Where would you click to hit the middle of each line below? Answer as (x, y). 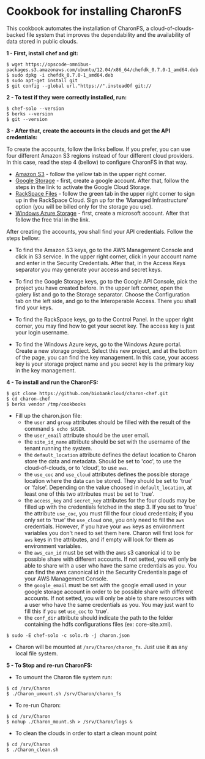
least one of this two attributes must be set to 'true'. (89, 494)
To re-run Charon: (38, 705)
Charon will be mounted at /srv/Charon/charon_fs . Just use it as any (101, 647)
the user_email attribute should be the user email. (87, 435)
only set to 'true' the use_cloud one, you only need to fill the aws (104, 520)
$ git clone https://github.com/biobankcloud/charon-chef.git (87, 393)
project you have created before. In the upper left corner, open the (99, 288)
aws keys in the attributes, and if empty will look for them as (99, 539)
